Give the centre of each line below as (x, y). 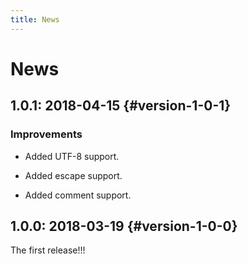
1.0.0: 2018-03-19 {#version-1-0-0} (124, 226)
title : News (35, 19)
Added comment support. (78, 195)
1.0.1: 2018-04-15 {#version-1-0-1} (121, 106)
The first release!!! (48, 250)
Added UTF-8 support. (72, 156)
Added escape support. (73, 175)
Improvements (46, 134)
